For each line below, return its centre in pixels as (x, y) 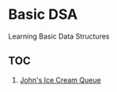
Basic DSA (43, 15)
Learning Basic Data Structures (59, 36)
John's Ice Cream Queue (60, 79)
